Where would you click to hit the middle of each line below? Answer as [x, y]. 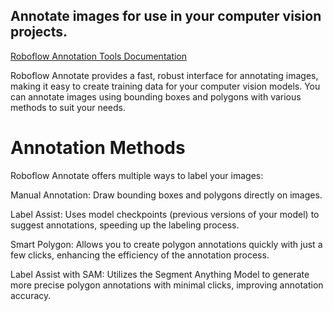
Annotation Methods [98, 148]
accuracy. [31, 295]
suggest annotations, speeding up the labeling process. [125, 225]
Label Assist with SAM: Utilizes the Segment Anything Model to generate [160, 274]
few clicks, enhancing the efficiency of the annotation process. [140, 255]
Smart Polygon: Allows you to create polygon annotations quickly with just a [166, 244]
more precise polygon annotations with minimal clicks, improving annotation [167, 285]
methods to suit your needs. [68, 107]
